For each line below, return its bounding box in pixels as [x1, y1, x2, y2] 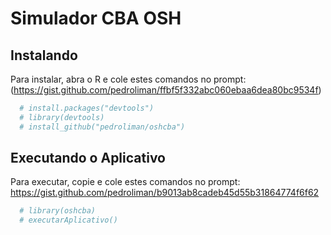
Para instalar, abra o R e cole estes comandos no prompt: [10, 73, 247, 85]
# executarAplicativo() [19, 215, 118, 226]
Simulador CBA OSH [10, 7, 182, 30]
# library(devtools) [19, 112, 105, 122]
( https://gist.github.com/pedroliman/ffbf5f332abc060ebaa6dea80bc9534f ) [10, 84, 322, 96]
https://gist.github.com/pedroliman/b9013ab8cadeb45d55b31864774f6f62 [10, 187, 320, 199]
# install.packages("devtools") [19, 103, 155, 113]
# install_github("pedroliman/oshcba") [19, 122, 186, 132]
